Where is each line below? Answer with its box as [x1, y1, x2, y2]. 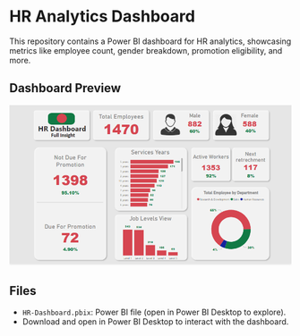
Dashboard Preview [9, 80, 122, 96]
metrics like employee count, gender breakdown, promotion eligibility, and [9, 45, 283, 55]
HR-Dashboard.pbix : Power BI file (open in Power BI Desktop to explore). [21, 307, 287, 318]
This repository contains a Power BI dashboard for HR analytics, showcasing [9, 36, 292, 46]
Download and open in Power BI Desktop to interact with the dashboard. [21, 316, 289, 327]
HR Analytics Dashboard [9, 6, 195, 27]
